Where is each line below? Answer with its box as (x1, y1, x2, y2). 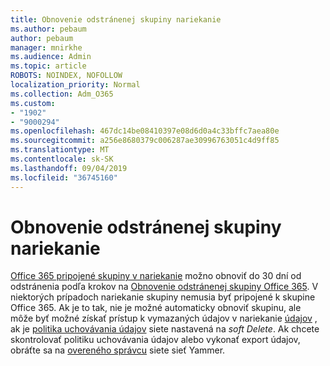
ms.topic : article (10, 61, 87, 71)
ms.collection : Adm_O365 (10, 89, 114, 99)
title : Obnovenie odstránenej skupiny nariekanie (10, 14, 222, 25)
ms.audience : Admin (10, 52, 92, 62)
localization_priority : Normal (10, 80, 141, 90)
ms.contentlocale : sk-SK (10, 154, 114, 164)
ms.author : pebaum (10, 24, 87, 34)
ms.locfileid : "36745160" (10, 172, 118, 183)
